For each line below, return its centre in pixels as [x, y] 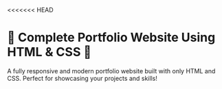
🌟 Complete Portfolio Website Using [111, 38]
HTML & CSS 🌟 [49, 52]
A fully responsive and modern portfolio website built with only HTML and [111, 71]
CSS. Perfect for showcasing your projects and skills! [82, 78]
